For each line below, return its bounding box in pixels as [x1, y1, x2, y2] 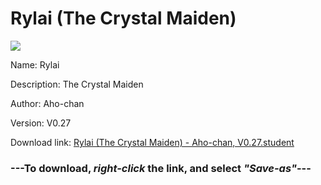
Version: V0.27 [10, 117, 72, 129]
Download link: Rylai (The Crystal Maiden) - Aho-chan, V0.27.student [10, 136, 295, 148]
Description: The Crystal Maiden [10, 78, 144, 90]
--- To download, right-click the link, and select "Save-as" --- [10, 161, 312, 175]
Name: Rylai [10, 58, 60, 71]
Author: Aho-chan [10, 97, 85, 109]
